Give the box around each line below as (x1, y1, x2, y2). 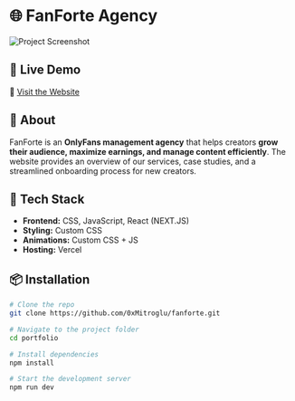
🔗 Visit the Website (9, 86, 80, 97)
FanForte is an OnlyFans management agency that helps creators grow (9, 137, 279, 148)
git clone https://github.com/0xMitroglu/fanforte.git (9, 309, 221, 318)
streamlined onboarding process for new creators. (9, 165, 197, 177)
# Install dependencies (9, 349, 100, 358)
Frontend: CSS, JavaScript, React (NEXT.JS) (22, 215, 190, 226)
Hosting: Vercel (22, 244, 82, 255)
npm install (9, 358, 54, 368)
